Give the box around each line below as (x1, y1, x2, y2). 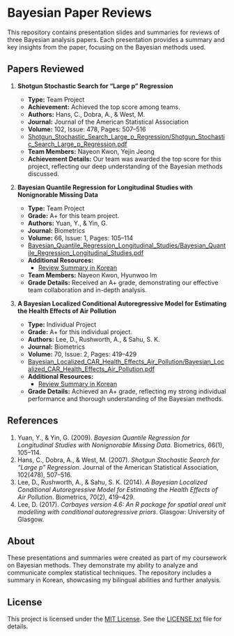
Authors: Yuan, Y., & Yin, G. (27, 219, 108, 227)
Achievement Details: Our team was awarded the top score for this (27, 154, 221, 163)
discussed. (27, 169, 59, 178)
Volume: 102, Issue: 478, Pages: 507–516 (27, 124, 146, 133)
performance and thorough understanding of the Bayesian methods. (27, 394, 224, 403)
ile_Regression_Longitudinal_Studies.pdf (27, 248, 144, 256)
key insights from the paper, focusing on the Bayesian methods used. (7, 43, 206, 51)
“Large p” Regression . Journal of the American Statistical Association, (17, 463, 219, 471)
